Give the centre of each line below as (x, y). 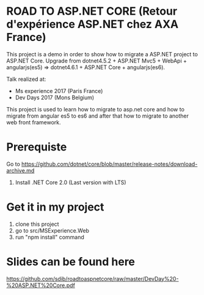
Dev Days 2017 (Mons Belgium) (55, 97)
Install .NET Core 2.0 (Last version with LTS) (71, 182)
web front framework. (34, 122)
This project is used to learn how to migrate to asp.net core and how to (96, 109)
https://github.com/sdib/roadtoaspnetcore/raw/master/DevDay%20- (93, 278)
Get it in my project (55, 207)
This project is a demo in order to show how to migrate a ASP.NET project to (102, 54)
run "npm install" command (49, 237)
